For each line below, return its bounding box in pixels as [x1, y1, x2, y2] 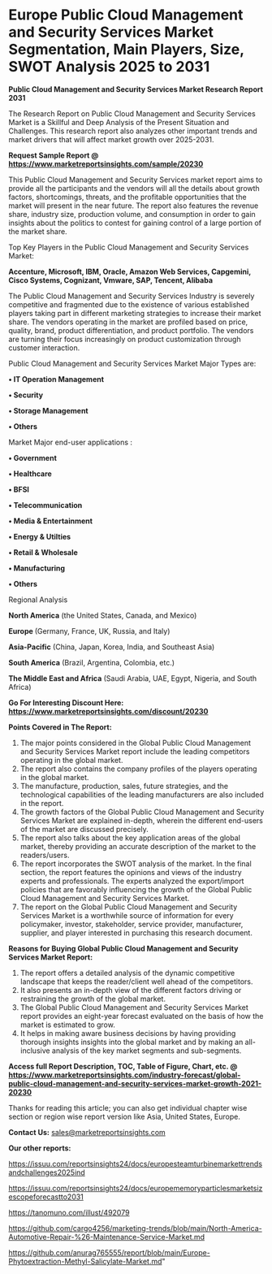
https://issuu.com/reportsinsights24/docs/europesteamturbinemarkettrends [8, 1159, 262, 1168]
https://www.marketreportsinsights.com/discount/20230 [8, 706, 209, 716]
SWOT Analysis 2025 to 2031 [8, 58, 210, 76]
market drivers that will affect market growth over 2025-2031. [8, 134, 214, 144]
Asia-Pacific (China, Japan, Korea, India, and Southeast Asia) [8, 642, 215, 652]
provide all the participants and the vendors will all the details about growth [8, 183, 260, 193]
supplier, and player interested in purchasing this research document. [19, 928, 253, 938]
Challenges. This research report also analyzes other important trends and [8, 126, 257, 136]
